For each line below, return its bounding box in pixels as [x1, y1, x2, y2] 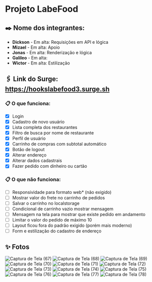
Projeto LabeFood [5, 3, 78, 15]
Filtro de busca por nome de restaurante [12, 129, 94, 136]
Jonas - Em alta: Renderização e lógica [12, 50, 92, 55]
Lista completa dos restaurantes [12, 124, 77, 130]
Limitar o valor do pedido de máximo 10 [12, 217, 92, 222]
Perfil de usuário [12, 135, 46, 141]
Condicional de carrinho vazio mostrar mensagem [12, 206, 114, 212]
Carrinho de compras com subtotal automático [12, 141, 107, 147]
